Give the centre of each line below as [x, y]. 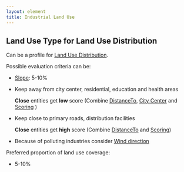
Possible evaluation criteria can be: [48, 67]
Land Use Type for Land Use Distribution [82, 41]
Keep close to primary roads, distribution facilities [75, 118]
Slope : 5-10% [31, 78]
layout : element [26, 11]
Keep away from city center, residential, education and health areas [96, 90]
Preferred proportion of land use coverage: [58, 153]
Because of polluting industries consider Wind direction [82, 141]
